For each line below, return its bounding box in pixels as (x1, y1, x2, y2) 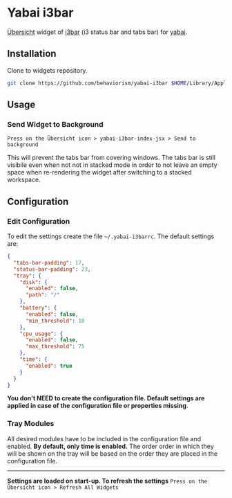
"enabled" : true (25, 362, 72, 369)
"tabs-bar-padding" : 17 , (13, 259, 85, 266)
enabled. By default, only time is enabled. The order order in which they (7, 442, 214, 450)
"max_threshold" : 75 (25, 343, 85, 350)
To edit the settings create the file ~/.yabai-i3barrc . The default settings (7, 232, 215, 240)
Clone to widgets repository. (7, 66, 88, 74)
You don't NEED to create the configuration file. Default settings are (7, 394, 205, 402)
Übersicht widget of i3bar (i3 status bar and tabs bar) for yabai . (7, 28, 188, 36)
